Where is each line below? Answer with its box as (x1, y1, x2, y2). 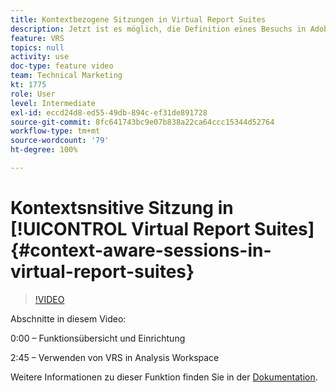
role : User (10, 89, 56, 99)
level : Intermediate (10, 98, 97, 108)
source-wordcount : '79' (10, 136, 110, 146)
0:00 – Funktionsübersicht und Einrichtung (10, 332, 186, 344)
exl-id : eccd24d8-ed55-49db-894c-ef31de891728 (10, 107, 208, 118)
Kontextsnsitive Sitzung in (10, 197, 234, 220)
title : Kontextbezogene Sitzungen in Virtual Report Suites (10, 14, 267, 25)
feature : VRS (10, 33, 65, 43)
